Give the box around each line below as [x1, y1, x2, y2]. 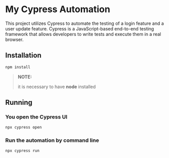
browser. [5, 36, 24, 43]
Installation [5, 51, 42, 60]
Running [5, 98, 33, 107]
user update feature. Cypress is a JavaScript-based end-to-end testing [5, 25, 154, 31]
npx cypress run [5, 148, 40, 153]
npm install [5, 64, 30, 69]
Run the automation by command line [5, 137, 99, 144]
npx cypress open [5, 125, 42, 130]
